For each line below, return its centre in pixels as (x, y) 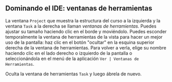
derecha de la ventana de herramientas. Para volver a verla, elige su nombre (86, 47)
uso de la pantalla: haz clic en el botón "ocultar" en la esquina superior (80, 42)
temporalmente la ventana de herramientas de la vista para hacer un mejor (84, 37)
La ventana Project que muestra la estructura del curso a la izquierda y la (83, 20)
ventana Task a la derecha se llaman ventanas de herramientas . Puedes (81, 26)
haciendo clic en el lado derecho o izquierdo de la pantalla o (69, 53)
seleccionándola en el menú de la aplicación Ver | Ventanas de (72, 59)
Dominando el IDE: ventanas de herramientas (79, 8)
